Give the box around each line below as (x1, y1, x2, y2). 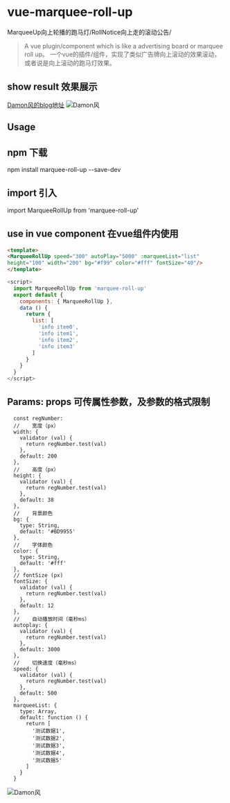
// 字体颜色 (13, 542, 53, 549)
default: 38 (19, 497, 54, 503)
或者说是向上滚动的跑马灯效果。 (24, 58, 116, 67)
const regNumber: (13, 415, 64, 422)
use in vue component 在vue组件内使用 (7, 228, 179, 240)
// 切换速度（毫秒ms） (13, 659, 80, 666)
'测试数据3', (32, 742, 66, 749)
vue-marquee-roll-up (7, 4, 133, 20)
